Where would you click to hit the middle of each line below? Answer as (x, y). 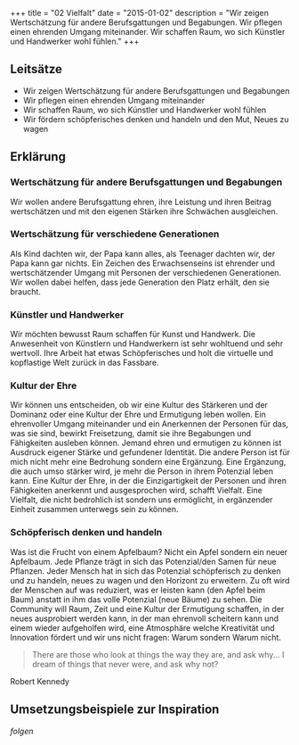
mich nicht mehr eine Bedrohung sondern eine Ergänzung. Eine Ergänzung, (148, 462)
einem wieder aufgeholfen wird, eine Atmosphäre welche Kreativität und (142, 627)
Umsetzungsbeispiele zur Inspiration (115, 710)
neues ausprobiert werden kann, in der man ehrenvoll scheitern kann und (145, 618)
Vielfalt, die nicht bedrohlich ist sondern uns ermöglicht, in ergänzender (141, 500)
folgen (22, 731)
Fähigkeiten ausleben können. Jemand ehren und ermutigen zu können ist (146, 443)
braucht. (25, 291)
